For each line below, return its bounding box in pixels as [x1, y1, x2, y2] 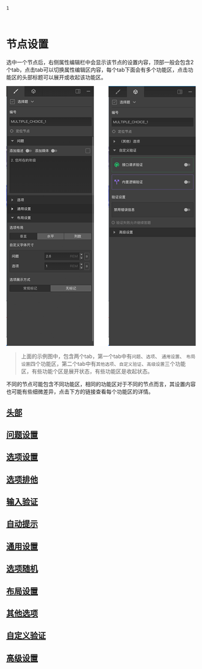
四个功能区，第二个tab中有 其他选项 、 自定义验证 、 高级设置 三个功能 [29, 360, 186, 368]
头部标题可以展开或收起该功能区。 [22, 73, 106, 81]
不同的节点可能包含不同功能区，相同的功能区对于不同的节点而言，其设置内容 [6, 381, 196, 388]
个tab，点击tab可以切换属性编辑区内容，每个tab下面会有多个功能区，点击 [6, 66, 188, 73]
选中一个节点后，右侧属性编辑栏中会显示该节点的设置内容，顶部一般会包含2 [6, 58, 194, 66]
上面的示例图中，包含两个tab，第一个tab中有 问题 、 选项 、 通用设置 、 [20, 353, 185, 360]
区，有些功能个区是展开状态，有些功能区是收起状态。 [20, 368, 153, 375]
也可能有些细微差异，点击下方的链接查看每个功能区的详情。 [6, 388, 154, 395]
